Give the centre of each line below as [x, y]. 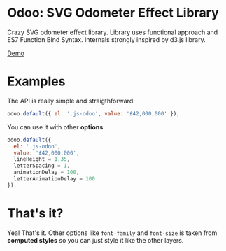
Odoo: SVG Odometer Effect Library [113, 13]
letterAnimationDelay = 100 [55, 179]
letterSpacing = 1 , [42, 166]
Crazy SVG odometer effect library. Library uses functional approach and [113, 32]
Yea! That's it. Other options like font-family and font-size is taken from [112, 233]
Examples [36, 81]
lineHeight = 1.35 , [42, 159]
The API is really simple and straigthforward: [71, 101]
